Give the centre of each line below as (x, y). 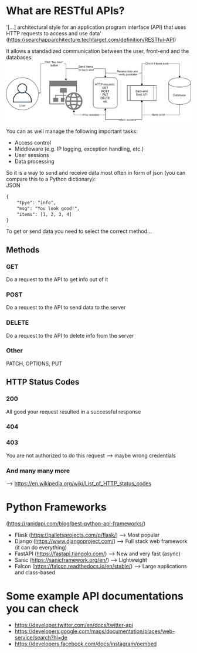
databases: (20, 57)
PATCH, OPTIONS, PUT (34, 364)
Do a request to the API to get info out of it (57, 279)
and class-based (35, 572)
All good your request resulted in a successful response (74, 412)
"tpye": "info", (37, 203)
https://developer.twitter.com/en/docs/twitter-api (74, 625)
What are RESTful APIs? (65, 11)
